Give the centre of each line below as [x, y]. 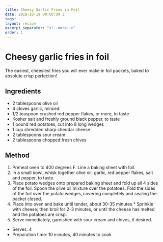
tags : [11, 19]
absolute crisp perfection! [31, 76]
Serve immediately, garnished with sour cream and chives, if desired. [82, 219]
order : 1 [14, 33]
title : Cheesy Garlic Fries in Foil [42, 10]
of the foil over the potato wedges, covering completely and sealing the [84, 193]
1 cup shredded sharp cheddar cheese [51, 129]
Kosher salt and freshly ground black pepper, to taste [66, 119]
